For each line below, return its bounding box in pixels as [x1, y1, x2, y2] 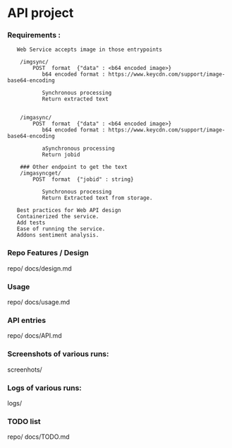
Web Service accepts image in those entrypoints [16, 46, 162, 54]
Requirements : [7, 30, 61, 40]
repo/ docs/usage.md [7, 298, 71, 307]
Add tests [16, 219, 46, 227]
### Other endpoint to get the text [20, 164, 128, 171]
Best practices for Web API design [16, 207, 121, 214]
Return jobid [42, 151, 80, 158]
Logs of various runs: [7, 383, 83, 393]
